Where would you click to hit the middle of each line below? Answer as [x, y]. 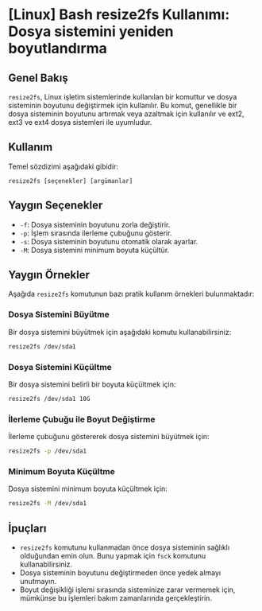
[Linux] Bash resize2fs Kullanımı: [119, 15]
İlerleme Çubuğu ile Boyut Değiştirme [82, 419]
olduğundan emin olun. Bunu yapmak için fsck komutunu [113, 555]
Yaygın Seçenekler [56, 206]
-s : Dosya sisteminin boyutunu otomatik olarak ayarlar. [109, 241]
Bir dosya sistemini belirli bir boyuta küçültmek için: [92, 384]
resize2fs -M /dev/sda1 [48, 504]
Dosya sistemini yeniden [91, 31]
